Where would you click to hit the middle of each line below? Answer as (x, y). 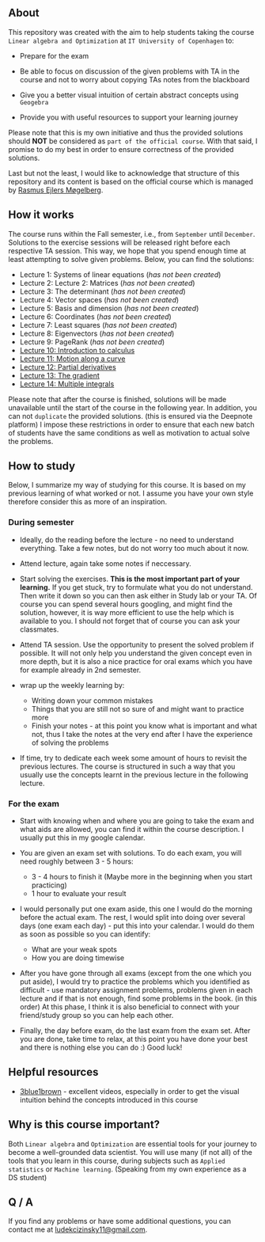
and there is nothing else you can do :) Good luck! (101, 1047)
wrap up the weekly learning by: (72, 685)
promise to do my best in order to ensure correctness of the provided (121, 149)
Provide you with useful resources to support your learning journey (129, 117)
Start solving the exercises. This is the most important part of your (129, 579)
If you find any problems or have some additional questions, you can (120, 1221)
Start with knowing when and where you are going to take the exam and (137, 821)
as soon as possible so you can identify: (85, 934)
